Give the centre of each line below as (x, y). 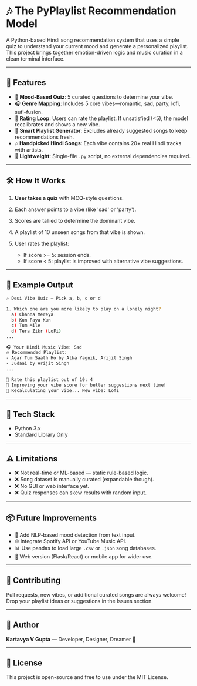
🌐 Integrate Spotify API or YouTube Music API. (71, 541)
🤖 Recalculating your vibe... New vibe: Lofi (62, 390)
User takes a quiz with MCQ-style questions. (69, 198)
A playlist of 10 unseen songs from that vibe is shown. (80, 232)
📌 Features (26, 83)
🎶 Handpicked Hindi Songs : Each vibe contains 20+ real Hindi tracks (98, 143)
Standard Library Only (41, 435)
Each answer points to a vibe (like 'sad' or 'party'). (75, 209)
